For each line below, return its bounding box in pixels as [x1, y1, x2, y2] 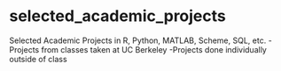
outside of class [9, 53, 68, 64]
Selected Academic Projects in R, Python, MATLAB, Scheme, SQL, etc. [9, 35, 267, 46]
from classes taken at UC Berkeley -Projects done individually [41, 44, 268, 54]
